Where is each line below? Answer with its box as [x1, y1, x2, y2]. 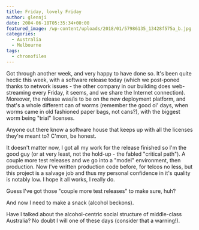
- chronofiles [11, 53, 47, 59]
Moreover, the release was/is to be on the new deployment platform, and [6, 95, 186, 102]
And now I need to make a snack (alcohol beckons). [6, 199, 134, 206]
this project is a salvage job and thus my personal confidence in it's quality [6, 169, 191, 177]
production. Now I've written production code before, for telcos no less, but [6, 163, 193, 170]
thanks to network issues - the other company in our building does [6, 82, 171, 90]
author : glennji [6, 14, 47, 20]
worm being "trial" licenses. [6, 114, 75, 122]
